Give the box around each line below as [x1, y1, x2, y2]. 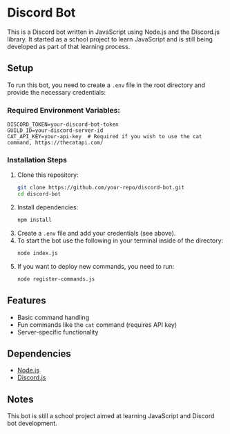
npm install [17, 216, 52, 224]
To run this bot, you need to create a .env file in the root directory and [7, 81, 206, 89]
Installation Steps [7, 155, 68, 164]
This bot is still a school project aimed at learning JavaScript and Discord [7, 412, 215, 420]
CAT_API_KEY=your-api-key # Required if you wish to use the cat [7, 133, 202, 140]
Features [7, 295, 46, 307]
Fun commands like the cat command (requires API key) [17, 320, 178, 329]
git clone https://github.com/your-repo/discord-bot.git [17, 185, 185, 191]
